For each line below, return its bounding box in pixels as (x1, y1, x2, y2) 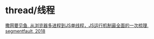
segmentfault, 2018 (5, 28, 46, 34)
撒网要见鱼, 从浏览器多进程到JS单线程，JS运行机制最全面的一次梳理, (5, 22, 148, 28)
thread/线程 (5, 5, 55, 16)
